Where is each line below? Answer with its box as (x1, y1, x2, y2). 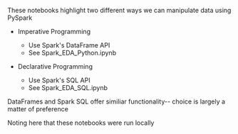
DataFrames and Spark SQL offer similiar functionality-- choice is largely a (7, 97, 226, 106)
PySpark (7, 13, 33, 22)
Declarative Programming (17, 62, 93, 70)
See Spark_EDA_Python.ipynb (28, 49, 116, 57)
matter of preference (7, 105, 69, 113)
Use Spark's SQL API (28, 76, 90, 84)
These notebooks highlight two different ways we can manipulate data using (7, 6, 232, 14)
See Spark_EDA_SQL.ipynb (28, 84, 108, 91)
